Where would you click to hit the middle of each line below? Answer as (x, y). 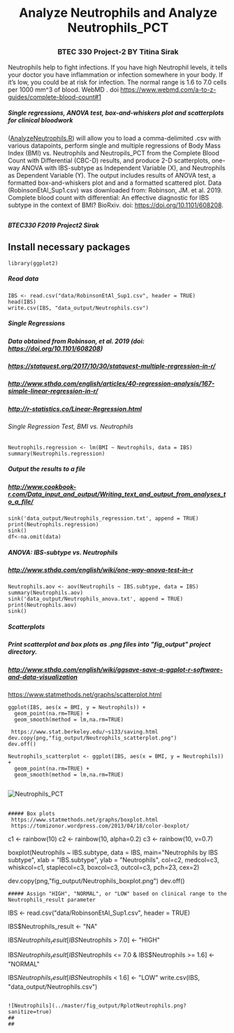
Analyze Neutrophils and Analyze (118, 13)
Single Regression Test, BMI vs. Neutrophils (71, 427)
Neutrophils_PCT (118, 28)
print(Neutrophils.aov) (43, 605)
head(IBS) (22, 302)
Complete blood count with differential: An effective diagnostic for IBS (109, 197)
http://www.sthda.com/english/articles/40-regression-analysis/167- (111, 384)
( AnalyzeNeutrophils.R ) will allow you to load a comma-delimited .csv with (115, 138)
